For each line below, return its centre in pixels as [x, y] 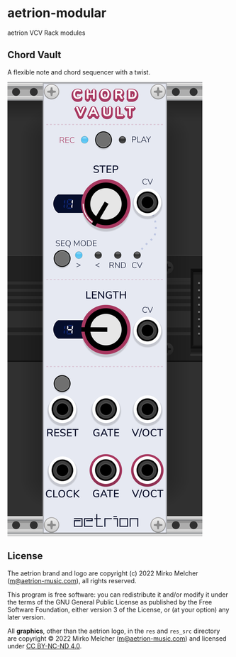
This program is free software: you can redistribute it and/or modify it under [118, 595]
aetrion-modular [57, 13]
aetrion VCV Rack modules [46, 33]
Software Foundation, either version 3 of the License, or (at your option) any [118, 609]
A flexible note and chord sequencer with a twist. [79, 72]
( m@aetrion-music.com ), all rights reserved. [72, 580]
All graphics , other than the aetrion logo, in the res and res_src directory [114, 631]
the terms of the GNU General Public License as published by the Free [110, 602]
